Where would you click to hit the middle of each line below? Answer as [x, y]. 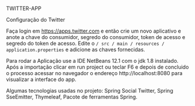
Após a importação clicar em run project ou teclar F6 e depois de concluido [97, 67]
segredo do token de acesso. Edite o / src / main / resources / [85, 43]
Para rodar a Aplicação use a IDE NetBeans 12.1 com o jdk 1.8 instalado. [93, 61]
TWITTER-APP [24, 8]
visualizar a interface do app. [41, 79]
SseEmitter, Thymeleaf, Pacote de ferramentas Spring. [72, 97]
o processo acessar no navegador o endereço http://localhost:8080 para [95, 73]
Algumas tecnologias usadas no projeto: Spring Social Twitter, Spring [90, 91]
